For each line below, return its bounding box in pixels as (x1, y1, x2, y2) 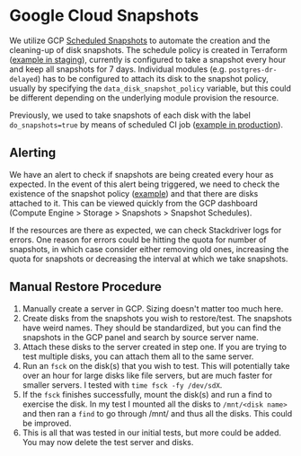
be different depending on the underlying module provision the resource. (9, 92, 279, 103)
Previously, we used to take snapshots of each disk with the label (9, 110, 252, 120)
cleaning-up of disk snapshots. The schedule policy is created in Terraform (9, 44, 288, 55)
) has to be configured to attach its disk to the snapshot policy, (37, 73, 270, 83)
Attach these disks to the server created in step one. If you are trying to (22, 341, 288, 352)
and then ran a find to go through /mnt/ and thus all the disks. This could (22, 408, 293, 418)
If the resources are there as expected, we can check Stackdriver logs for (9, 224, 282, 235)
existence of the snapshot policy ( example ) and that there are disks (9, 188, 259, 198)
